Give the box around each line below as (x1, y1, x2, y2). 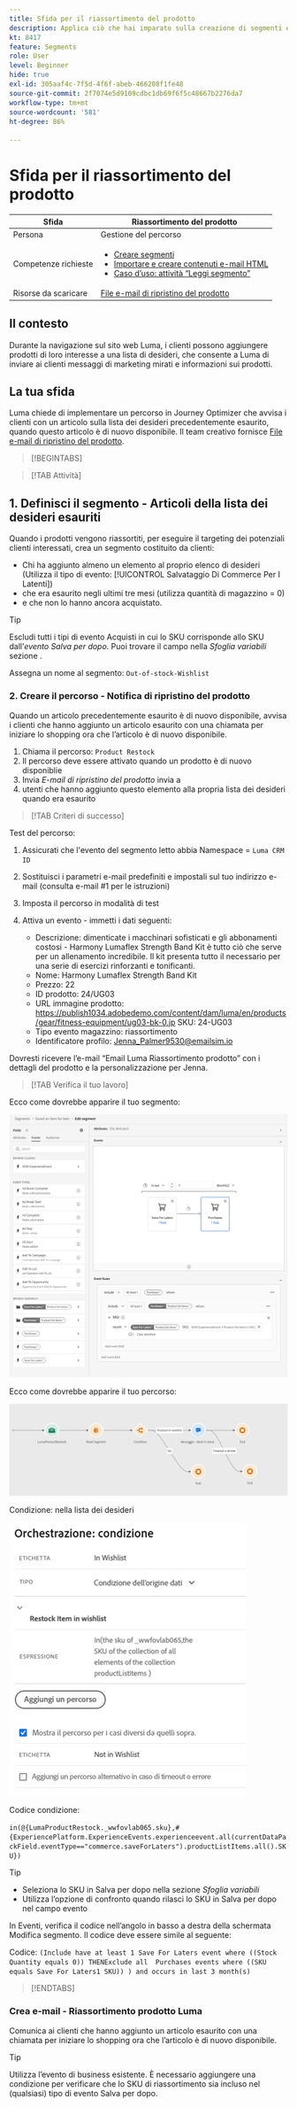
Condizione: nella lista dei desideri (9, 1505, 134, 1515)
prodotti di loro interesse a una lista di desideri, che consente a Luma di (9, 349, 270, 360)
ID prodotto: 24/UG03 (34, 988, 115, 999)
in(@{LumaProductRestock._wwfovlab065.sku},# (9, 1824, 179, 1832)
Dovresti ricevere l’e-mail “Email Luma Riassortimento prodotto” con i (9, 1052, 261, 1063)
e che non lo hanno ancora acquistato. (21, 598, 163, 608)
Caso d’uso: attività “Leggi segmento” (113, 268, 251, 279)
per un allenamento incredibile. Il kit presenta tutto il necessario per (34, 950, 281, 961)
